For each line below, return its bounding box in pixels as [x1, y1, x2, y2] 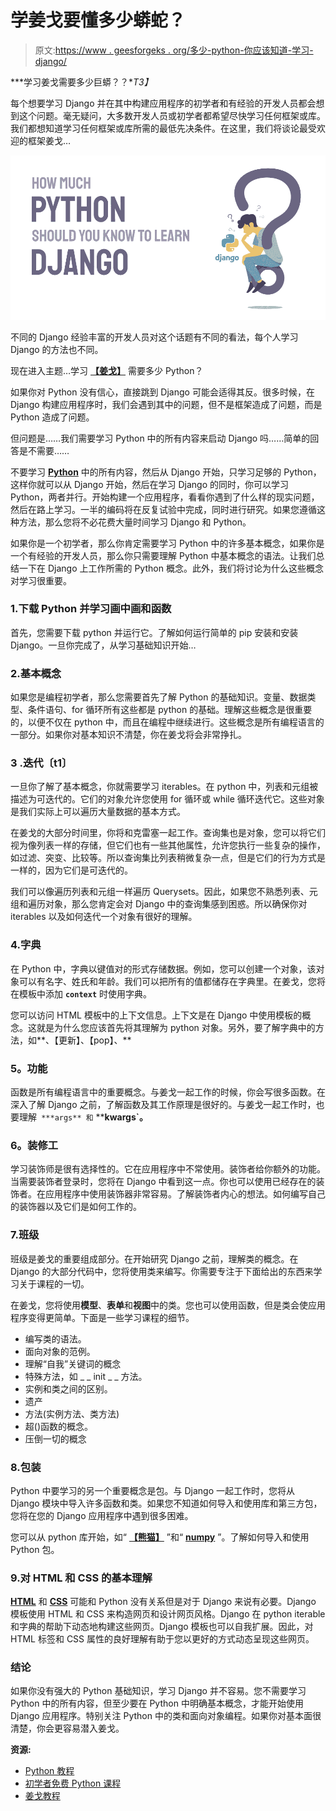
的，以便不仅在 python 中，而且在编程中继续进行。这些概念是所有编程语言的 [10, 716, 325, 728]
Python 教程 [24, 1765, 75, 1777]
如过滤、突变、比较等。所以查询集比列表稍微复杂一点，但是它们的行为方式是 [10, 852, 326, 864]
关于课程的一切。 [18, 1277, 90, 1290]
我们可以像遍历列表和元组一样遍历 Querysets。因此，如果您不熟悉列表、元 [10, 886, 318, 898]
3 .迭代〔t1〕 [10, 756, 73, 770]
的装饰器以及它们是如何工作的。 [10, 1201, 142, 1213]
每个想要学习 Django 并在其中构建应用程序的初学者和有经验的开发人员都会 [10, 97, 317, 109]
